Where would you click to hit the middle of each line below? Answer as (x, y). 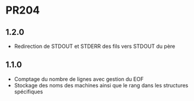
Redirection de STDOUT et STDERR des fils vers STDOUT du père (95, 46)
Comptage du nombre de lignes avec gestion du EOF (79, 79)
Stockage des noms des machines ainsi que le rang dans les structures (101, 85)
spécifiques (28, 92)
